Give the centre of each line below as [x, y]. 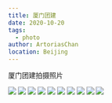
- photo [28, 37]
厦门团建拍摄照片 [36, 75]
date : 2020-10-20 [36, 23]
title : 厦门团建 [32, 15]
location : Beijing [38, 52]
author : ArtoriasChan [43, 45]
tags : [17, 30]
